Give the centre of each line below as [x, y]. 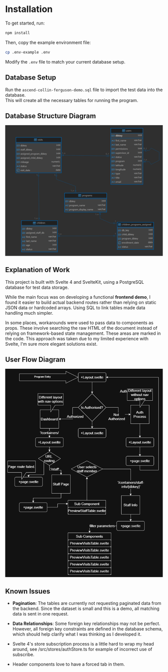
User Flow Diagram [35, 360]
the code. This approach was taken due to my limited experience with [77, 338]
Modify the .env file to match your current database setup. [65, 62]
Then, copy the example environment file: [48, 42]
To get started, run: [25, 23]
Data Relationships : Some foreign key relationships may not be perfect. [86, 623]
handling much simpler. [29, 313]
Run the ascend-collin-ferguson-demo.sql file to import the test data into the [84, 90]
